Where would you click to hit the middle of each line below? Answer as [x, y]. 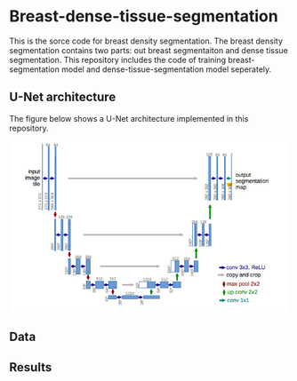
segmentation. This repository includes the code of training [118, 60]
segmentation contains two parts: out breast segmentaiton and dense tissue [149, 50]
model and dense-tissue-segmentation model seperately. [166, 69]
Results [31, 367]
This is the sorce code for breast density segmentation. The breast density [146, 41]
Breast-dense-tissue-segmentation [144, 16]
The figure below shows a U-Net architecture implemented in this [129, 118]
